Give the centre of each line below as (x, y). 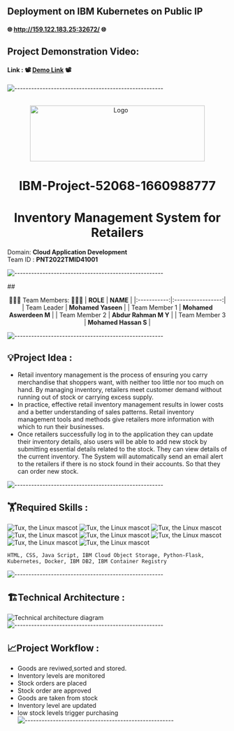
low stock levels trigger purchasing (68, 713)
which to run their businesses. (61, 426)
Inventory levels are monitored (61, 675)
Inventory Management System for (117, 218)
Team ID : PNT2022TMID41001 (53, 259)
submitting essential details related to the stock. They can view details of (122, 449)
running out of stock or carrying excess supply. (85, 397)
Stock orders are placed (52, 683)
